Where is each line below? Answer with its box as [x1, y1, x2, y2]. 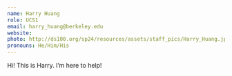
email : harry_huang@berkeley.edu [7, 23, 104, 30]
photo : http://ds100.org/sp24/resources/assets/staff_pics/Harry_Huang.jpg [7, 36, 230, 43]
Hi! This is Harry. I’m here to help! [7, 61, 102, 69]
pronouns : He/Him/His [7, 42, 70, 49]
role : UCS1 [7, 17, 39, 23]
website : [7, 29, 32, 37]
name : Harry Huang [7, 10, 60, 17]
